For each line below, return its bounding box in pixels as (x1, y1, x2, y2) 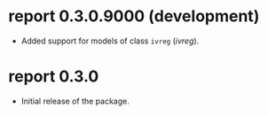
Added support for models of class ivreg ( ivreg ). (20, 35, 200, 46)
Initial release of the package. (20, 96, 130, 106)
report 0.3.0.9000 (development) (8, 6, 260, 27)
